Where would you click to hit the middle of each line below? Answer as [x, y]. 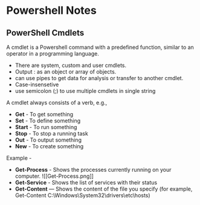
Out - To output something [48, 140]
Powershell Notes [51, 11]
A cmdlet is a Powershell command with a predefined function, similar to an [100, 47]
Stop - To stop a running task [52, 134]
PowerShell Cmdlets [45, 33]
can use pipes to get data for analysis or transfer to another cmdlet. [99, 78]
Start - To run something [46, 127]
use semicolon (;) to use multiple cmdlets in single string [85, 91]
